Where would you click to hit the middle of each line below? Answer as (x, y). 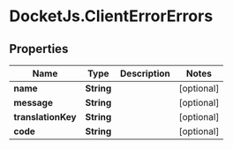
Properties (39, 49)
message (33, 103)
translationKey (45, 117)
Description (145, 74)
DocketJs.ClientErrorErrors (111, 16)
